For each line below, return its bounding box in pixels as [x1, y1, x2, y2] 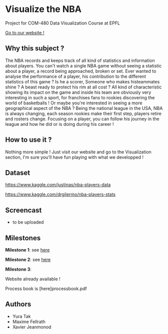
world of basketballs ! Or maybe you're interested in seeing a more [5, 100, 142, 106]
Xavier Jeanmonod [12, 324, 51, 330]
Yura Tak [12, 313, 31, 319]
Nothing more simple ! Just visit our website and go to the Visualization [5, 149, 151, 155]
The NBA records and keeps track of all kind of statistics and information [5, 57, 155, 63]
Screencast [5, 206, 42, 214]
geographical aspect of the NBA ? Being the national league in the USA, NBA [5, 105, 163, 111]
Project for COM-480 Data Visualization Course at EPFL [5, 20, 120, 26]
